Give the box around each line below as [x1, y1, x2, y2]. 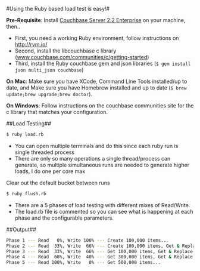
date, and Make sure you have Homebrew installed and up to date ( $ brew [6, 84, 187, 91]
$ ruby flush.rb [6, 190, 46, 196]
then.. [6, 23, 21, 30]
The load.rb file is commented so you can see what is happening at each [14, 208, 193, 215]
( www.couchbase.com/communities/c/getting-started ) [14, 54, 149, 60]
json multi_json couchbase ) [14, 66, 84, 73]
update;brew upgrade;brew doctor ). [6, 91, 93, 97]
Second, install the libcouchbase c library [14, 47, 117, 54]
